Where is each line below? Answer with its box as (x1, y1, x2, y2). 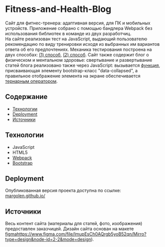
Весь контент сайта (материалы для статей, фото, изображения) (5, 221, 143, 227)
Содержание (5, 93, 48, 101)
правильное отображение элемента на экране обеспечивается (5, 73, 141, 79)
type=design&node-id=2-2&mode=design (5, 237, 91, 243)
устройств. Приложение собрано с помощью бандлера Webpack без (5, 25, 153, 31)
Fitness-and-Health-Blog (5, 3, 112, 15)
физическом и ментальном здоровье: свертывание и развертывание (5, 57, 153, 63)
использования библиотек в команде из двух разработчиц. (5, 30, 132, 36)
